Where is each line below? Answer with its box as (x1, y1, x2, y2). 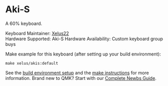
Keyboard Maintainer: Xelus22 (5, 30, 69, 36)
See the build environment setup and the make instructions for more (5, 70, 150, 76)
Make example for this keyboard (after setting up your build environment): (5, 51, 161, 57)
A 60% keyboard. (5, 20, 43, 26)
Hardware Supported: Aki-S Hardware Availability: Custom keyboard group (5, 36, 163, 42)
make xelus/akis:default (5, 61, 58, 66)
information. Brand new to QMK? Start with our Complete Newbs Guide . (5, 75, 157, 81)
